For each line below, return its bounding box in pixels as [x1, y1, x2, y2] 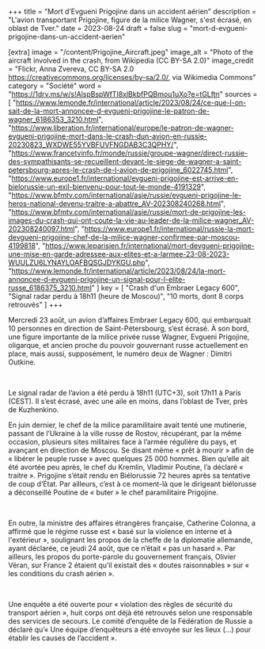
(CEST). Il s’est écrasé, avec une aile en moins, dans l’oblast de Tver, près [8, 396, 248, 406]
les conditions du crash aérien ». [8, 569, 115, 578]
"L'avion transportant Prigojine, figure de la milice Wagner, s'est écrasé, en [8, 15, 252, 25]
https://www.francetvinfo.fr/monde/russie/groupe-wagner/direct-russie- [11, 148, 248, 158]
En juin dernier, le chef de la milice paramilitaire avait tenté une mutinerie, [8, 420, 248, 429]
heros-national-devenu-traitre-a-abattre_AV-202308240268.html [8, 199, 221, 208]
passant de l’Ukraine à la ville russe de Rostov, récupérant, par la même [8, 429, 242, 438]
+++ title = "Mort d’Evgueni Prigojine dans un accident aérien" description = [8, 7, 257, 16]
